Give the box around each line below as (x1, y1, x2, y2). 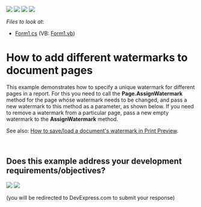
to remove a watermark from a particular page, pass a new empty (6, 109, 169, 116)
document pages (6, 64, 93, 78)
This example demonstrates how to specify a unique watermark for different (6, 83, 195, 90)
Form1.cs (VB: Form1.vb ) (14, 30, 75, 37)
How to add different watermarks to (6, 51, 188, 64)
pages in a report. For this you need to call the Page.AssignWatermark (6, 90, 183, 97)
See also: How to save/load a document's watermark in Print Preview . (6, 127, 179, 134)
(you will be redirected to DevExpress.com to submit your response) (6, 194, 175, 201)
